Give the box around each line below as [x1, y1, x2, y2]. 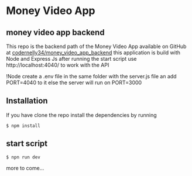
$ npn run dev [6, 154, 41, 160]
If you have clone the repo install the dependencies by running [6, 111, 157, 118]
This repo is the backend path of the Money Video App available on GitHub [6, 43, 187, 50]
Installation [6, 96, 48, 106]
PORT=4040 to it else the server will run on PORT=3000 [6, 79, 142, 86]
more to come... [6, 164, 44, 171]
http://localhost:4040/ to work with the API [6, 61, 109, 68]
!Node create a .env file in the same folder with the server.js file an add [6, 73, 177, 80]
